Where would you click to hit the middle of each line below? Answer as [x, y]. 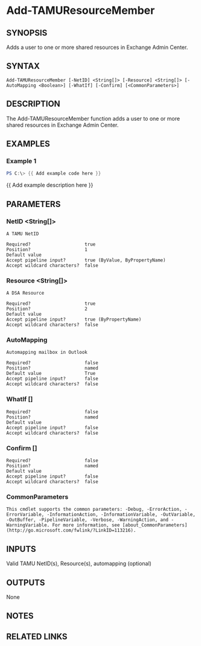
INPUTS [21, 549]
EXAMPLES [28, 144]
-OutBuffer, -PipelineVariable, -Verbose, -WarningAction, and [88, 520]
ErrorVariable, [25, 515]
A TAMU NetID [23, 234]
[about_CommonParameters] [155, 525]
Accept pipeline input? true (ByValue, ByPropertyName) [86, 260]
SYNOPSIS [27, 33]
